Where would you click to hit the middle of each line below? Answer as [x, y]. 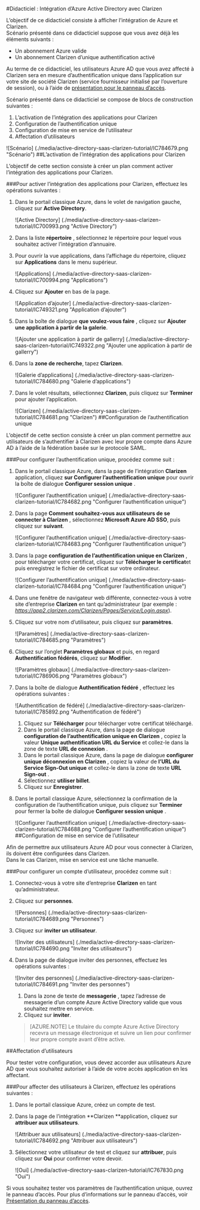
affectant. [18, 1075]
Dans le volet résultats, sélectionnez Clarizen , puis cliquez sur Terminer [104, 393]
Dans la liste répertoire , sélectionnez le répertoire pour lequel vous [98, 238]
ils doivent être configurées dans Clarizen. [58, 854]
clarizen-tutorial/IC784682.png [53, 502]
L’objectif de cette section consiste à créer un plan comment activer [90, 166]
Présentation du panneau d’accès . [48, 1201]
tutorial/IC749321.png [41, 310]
